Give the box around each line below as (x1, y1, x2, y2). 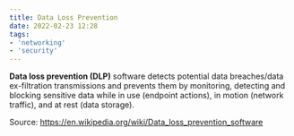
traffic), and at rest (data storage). (9, 99, 134, 110)
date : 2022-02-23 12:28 (9, 21, 99, 30)
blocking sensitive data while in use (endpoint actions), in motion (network (9, 90, 284, 101)
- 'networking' (9, 38, 66, 47)
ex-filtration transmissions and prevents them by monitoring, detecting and (9, 81, 286, 91)
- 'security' (9, 47, 58, 55)
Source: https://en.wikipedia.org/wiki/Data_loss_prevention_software (9, 117, 264, 128)
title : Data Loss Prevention (9, 13, 118, 22)
